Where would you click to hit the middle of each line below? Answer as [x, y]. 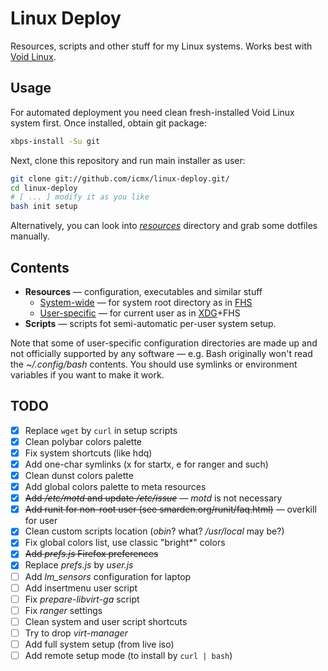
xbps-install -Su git [55, 141]
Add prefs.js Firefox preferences [91, 554]
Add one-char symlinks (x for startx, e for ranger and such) [146, 464]
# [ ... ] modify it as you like [80, 197]
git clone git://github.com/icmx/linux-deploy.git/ [120, 178]
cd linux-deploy [44, 188]
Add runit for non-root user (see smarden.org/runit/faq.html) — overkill [170, 509]
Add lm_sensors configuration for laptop [108, 576]
